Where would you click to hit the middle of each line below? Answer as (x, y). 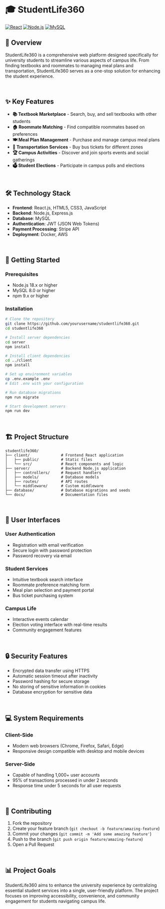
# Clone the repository (30, 319)
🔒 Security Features (36, 656)
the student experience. (30, 76)
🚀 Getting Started (33, 260)
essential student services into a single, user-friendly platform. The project (82, 890)
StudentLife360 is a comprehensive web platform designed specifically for (82, 55)
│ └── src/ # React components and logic (64, 464)
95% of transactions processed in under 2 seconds (65, 780)
